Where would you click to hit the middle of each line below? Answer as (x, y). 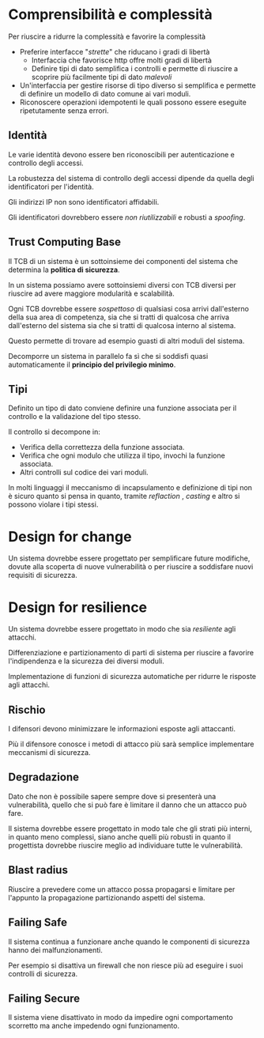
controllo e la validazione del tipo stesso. (74, 417)
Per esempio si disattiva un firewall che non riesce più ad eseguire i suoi (126, 965)
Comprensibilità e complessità (110, 15)
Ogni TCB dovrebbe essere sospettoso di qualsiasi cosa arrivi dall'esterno (128, 308)
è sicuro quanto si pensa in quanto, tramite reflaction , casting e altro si (124, 496)
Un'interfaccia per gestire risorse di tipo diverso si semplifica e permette (138, 85)
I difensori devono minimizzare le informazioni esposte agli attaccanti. (122, 729)
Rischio (27, 710)
